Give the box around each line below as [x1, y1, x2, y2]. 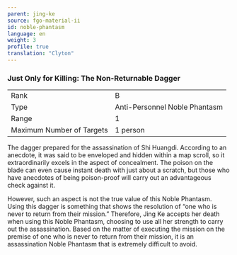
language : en [7, 30, 46, 38]
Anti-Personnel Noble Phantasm [115, 102, 223, 112]
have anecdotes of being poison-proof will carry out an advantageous [7, 174, 212, 182]
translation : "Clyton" [7, 50, 74, 57]
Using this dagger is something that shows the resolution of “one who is [7, 203, 217, 211]
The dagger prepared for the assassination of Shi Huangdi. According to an [7, 143, 227, 152]
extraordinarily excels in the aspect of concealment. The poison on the [7, 159, 214, 167]
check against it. [7, 181, 55, 190]
